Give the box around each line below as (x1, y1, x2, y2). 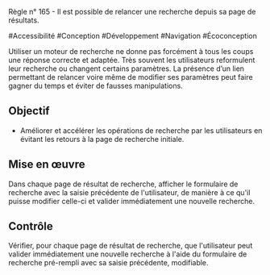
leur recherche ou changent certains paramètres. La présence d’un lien (8, 64, 244, 73)
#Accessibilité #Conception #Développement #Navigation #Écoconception (8, 31, 258, 40)
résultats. (8, 15, 39, 25)
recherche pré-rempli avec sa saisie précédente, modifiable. (8, 258, 209, 268)
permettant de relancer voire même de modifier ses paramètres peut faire (8, 73, 253, 81)
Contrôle (8, 219, 54, 233)
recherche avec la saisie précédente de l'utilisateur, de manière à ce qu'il (8, 187, 251, 197)
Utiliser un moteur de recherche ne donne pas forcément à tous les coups (8, 47, 254, 56)
